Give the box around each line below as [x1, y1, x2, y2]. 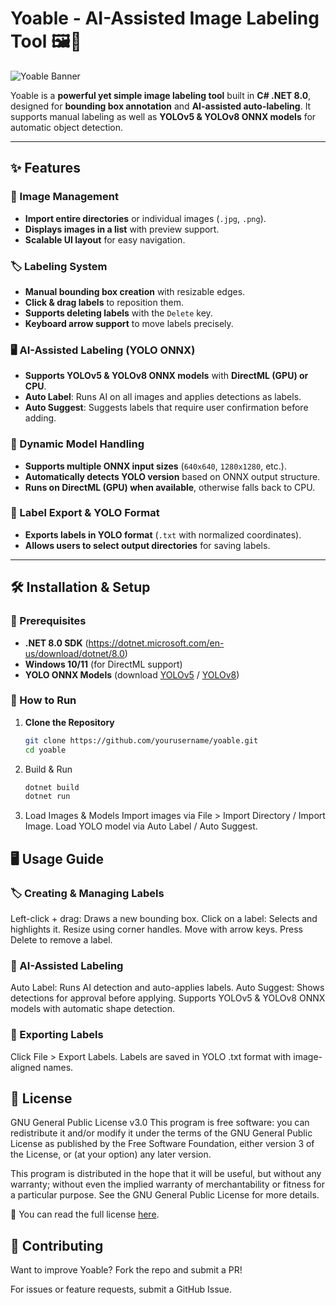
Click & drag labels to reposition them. [24, 296, 185, 308]
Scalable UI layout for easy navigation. [24, 233, 186, 246]
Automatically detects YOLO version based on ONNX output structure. [24, 470, 321, 482]
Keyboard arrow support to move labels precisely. [24, 317, 234, 329]
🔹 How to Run [10, 693, 77, 707]
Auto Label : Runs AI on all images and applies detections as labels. [24, 391, 302, 403]
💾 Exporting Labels [10, 1028, 104, 1042]
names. [43, 1061, 74, 1073]
